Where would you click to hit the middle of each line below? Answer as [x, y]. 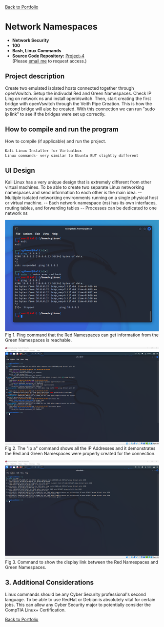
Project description [35, 76]
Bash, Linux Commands [37, 50]
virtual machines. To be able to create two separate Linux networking [75, 187]
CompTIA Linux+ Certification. [35, 610]
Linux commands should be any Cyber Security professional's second [76, 594]
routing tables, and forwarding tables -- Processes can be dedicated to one [81, 208]
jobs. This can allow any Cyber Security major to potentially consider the [78, 605]
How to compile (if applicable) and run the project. [56, 141]
